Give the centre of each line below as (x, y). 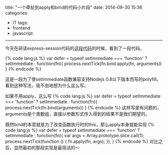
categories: (17, 13)
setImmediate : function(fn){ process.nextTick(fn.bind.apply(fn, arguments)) (83, 63)
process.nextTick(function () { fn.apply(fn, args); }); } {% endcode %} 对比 (82, 141)
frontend (21, 28)
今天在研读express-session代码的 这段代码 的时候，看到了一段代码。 (75, 48)
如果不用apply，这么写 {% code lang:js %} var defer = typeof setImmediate (83, 96)
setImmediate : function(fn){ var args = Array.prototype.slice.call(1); (75, 135)
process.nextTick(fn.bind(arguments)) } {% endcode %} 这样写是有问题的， (83, 107)
